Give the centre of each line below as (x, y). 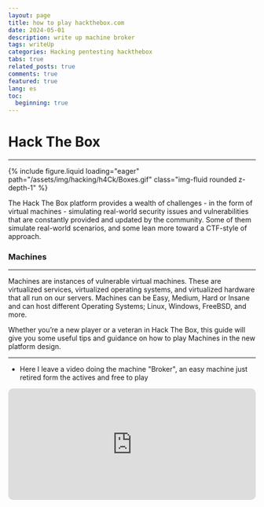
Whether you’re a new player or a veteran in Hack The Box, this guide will (127, 330)
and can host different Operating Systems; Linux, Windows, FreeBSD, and (127, 307)
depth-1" (22, 188)
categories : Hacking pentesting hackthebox (81, 52)
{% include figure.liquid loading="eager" (74, 171)
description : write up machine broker (71, 37)
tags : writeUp (31, 45)
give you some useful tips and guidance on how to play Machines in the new (132, 338)
